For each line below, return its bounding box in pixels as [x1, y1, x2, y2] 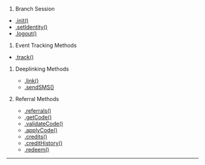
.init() [15, 17, 29, 24]
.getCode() [24, 114, 52, 121]
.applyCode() [24, 127, 58, 133]
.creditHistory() [24, 139, 63, 147]
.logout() [15, 30, 37, 37]
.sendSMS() [24, 83, 54, 91]
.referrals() [24, 107, 52, 114]
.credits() [24, 133, 48, 140]
